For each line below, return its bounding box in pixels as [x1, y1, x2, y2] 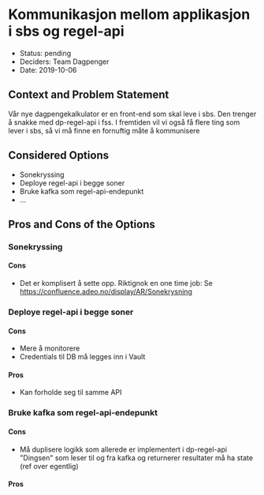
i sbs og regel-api [8, 22, 125, 40]
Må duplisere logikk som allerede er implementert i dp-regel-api [19, 444, 227, 454]
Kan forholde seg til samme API [19, 388, 122, 397]
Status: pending [19, 48, 72, 58]
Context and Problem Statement [8, 88, 169, 102]
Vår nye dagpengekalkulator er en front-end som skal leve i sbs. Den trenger [8, 109, 257, 118]
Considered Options [8, 148, 109, 163]
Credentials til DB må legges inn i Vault [19, 352, 146, 362]
